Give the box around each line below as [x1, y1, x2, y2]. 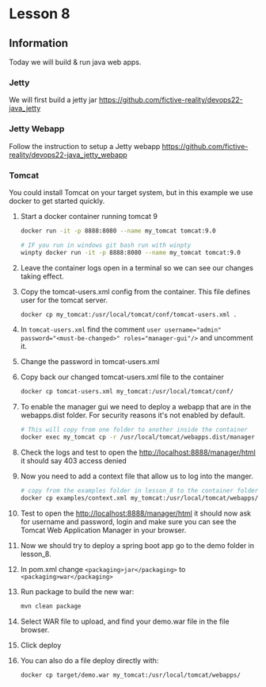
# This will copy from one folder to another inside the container [20, 426, 248, 434]
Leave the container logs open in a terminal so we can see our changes [20, 263, 254, 272]
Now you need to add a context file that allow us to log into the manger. [20, 471, 254, 481]
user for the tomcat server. [20, 295, 108, 305]
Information [9, 36, 69, 50]
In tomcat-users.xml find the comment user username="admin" [20, 324, 222, 334]
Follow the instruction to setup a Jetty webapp [9, 141, 161, 151]
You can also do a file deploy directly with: [20, 655, 159, 665]
